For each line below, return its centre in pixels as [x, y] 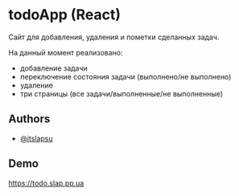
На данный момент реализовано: [66, 52]
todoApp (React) [64, 15]
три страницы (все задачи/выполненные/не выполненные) [122, 93]
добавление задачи [54, 68]
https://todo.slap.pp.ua [46, 183]
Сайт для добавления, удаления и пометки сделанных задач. [114, 37]
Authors [29, 119]
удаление [37, 85]
